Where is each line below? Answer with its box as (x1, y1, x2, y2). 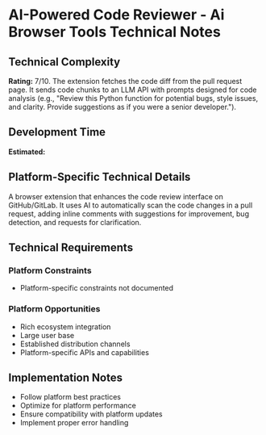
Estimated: (8, 147, 46, 157)
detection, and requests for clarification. (8, 217, 142, 227)
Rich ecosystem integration (19, 321, 111, 332)
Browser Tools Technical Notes (8, 23, 222, 41)
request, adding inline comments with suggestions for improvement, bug (8, 208, 250, 219)
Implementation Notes (8, 371, 123, 384)
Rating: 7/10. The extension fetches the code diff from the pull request (8, 77, 243, 86)
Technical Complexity (8, 55, 121, 69)
